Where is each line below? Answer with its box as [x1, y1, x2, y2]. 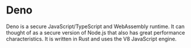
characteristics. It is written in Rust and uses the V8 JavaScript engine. [6, 35, 177, 42]
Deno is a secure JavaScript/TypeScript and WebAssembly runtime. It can [6, 23, 185, 30]
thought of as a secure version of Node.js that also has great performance [6, 29, 186, 36]
